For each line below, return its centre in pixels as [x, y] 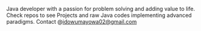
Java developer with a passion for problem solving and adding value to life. [101, 9]
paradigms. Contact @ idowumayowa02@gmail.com [72, 22]
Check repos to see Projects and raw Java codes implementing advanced [99, 15]
